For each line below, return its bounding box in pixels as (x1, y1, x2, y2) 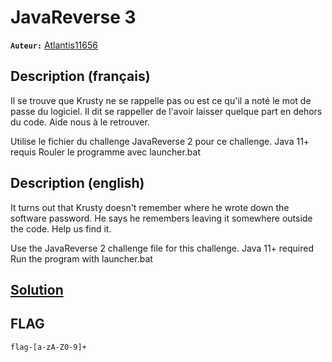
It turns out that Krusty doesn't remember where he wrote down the (10, 201, 290, 213)
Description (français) (10, 68, 151, 85)
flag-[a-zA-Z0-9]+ (10, 342, 87, 352)
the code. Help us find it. (10, 222, 112, 235)
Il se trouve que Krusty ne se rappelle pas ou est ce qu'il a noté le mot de (10, 94, 312, 106)
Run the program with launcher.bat (10, 252, 153, 265)
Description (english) (10, 175, 145, 192)
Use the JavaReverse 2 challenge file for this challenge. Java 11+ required (10, 242, 315, 254)
